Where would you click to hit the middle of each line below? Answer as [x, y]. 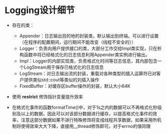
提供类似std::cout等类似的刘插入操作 [62, 80]
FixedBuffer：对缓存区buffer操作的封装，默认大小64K [75, 86]
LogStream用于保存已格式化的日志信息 [64, 67]
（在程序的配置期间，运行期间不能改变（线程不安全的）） [78, 42]
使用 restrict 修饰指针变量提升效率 [47, 96]
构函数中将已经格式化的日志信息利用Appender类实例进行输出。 [85, 54]
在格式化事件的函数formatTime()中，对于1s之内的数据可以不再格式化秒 [85, 107]
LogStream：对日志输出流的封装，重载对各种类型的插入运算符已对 [88, 73]
